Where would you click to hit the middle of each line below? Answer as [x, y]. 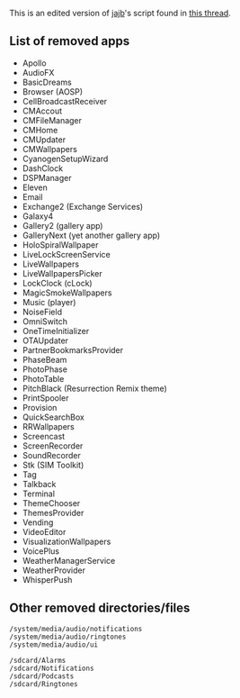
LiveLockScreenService [66, 254]
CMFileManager [52, 120]
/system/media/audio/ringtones [68, 637]
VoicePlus [41, 551]
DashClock [43, 168]
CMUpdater [44, 140]
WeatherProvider [53, 570]
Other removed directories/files [100, 608]
